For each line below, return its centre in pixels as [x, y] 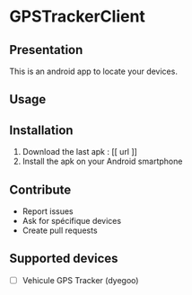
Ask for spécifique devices [72, 221]
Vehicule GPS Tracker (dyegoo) [80, 280]
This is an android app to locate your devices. [93, 71]
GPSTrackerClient [78, 17]
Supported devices [64, 259]
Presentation [46, 50]
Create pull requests [60, 230]
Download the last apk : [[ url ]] [79, 152]
